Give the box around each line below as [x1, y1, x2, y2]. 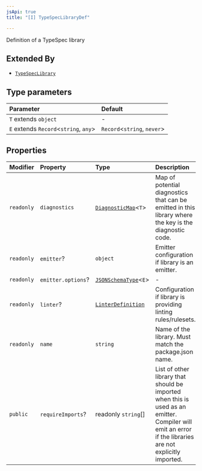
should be [155, 380, 183, 388]
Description [155, 163, 189, 171]
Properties [6, 145, 47, 155]
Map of [155, 173, 176, 181]
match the [155, 340, 184, 348]
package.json [155, 347, 194, 356]
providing [155, 300, 182, 309]
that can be [155, 195, 188, 204]
